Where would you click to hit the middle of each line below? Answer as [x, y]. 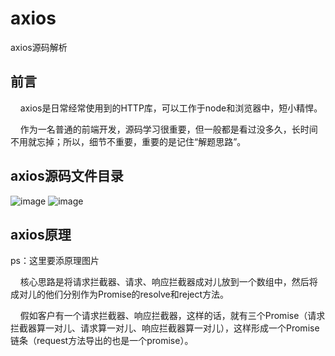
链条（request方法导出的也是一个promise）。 [102, 341]
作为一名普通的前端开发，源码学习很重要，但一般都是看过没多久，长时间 [168, 129]
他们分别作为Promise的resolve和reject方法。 [137, 294]
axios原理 [41, 234]
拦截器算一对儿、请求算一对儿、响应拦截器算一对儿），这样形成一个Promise [165, 328]
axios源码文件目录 [67, 176]
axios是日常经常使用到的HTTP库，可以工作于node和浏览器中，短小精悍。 [171, 108]
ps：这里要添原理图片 [55, 261]
